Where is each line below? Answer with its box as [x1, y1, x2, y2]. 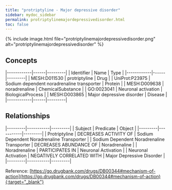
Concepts [5, 56, 37, 65]
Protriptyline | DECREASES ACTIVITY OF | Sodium [47, 131, 154, 137]
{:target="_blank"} [5, 179, 44, 185]
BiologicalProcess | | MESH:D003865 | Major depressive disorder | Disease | [5, 92, 167, 98]
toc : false [5, 22, 29, 27]
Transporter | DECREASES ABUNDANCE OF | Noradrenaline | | [5, 141, 138, 147]
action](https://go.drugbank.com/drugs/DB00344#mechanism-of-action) [5, 173, 161, 179]
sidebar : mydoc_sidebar [5, 12, 56, 17]
